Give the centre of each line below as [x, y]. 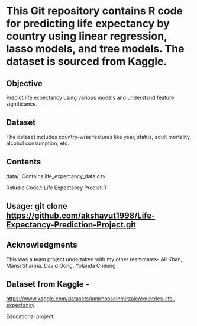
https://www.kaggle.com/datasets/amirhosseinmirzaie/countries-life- [91, 299]
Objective [25, 83]
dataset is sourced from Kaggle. [87, 61]
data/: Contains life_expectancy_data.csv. [56, 176]
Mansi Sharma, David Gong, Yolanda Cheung [61, 265]
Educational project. [30, 316]
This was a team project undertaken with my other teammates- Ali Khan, [94, 259]
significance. [22, 104]
